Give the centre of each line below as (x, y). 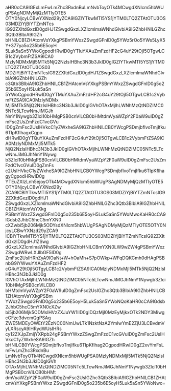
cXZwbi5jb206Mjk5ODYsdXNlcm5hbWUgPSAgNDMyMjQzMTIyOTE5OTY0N (86, 225)
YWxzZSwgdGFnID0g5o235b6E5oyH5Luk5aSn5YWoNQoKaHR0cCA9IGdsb (85, 301)
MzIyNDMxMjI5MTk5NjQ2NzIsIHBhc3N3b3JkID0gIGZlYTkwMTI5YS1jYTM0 (85, 62)
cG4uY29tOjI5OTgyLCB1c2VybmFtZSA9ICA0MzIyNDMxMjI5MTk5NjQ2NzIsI (86, 269)
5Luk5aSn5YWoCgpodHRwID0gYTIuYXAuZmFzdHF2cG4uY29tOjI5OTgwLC (85, 51)
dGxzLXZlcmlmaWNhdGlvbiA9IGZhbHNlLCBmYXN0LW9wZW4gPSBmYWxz (85, 247)
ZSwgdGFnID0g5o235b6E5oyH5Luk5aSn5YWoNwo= (109, 383)
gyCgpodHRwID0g (25, 176)
